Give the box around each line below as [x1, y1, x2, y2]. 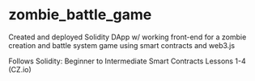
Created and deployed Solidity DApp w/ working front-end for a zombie [8, 32, 247, 42]
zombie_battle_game [8, 6, 152, 24]
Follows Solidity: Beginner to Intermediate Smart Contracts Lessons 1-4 [8, 56, 247, 66]
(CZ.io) [8, 64, 32, 74]
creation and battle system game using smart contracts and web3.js [8, 40, 236, 50]
